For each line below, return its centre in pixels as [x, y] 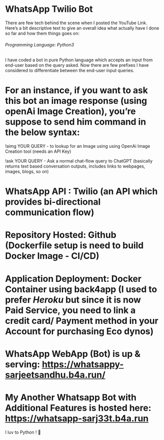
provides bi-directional [53, 202]
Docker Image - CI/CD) [52, 256]
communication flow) [50, 212]
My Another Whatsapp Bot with [71, 398]
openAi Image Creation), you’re [71, 111]
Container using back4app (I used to [81, 289]
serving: [23, 364]
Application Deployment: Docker [73, 279]
